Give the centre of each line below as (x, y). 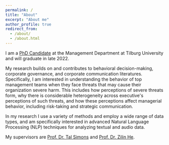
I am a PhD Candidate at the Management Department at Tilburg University (84, 53)
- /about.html (25, 39)
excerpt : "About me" (27, 19)
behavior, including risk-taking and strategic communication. (69, 106)
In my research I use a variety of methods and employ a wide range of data (84, 116)
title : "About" (22, 15)
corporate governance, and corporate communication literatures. (74, 74)
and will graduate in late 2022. (37, 58)
